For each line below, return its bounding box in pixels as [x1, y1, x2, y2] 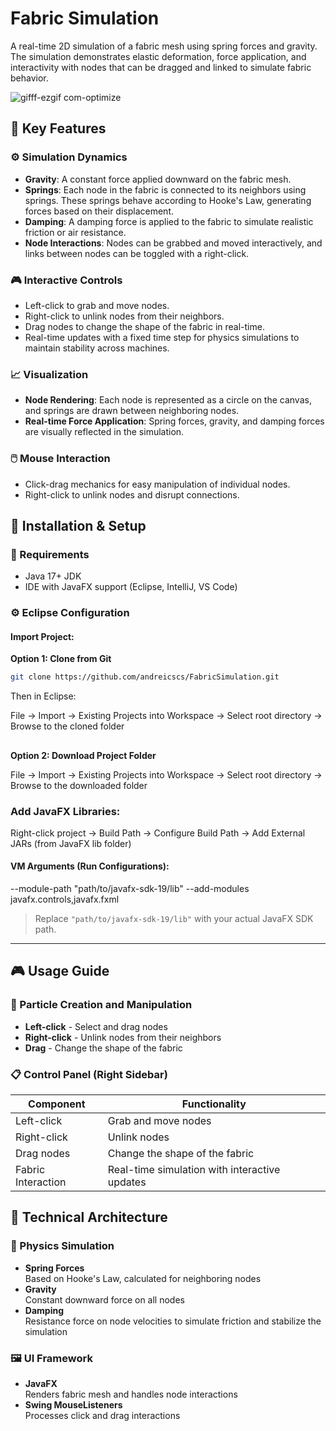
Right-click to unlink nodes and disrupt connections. [24, 488, 240, 501]
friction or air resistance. [24, 226, 127, 238]
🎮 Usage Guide [10, 963, 110, 980]
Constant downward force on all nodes [24, 1293, 185, 1306]
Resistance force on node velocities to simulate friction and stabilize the [24, 1315, 322, 1327]
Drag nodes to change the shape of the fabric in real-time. [24, 320, 265, 332]
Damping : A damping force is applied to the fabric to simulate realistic [24, 215, 314, 227]
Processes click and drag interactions [24, 1410, 181, 1422]
